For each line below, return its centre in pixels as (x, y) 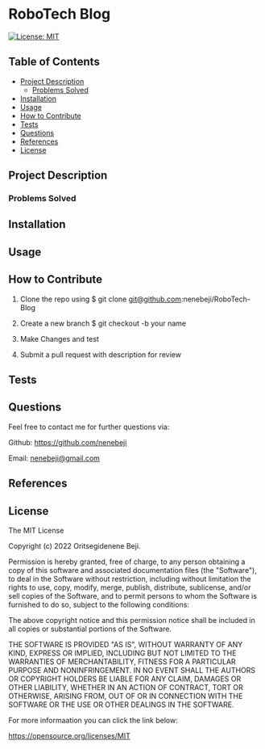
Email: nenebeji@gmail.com (54, 458)
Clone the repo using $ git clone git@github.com (101, 299)
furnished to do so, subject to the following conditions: (99, 605)
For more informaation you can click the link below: (93, 721)
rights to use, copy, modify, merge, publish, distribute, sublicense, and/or (130, 587)
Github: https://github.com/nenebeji (68, 442)
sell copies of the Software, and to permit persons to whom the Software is (133, 596)
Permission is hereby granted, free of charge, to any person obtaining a (127, 562)
